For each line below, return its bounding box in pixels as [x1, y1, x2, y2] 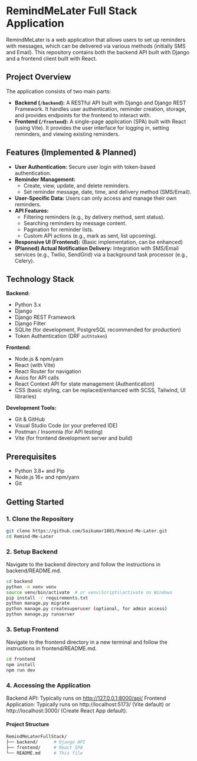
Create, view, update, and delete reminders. [23, 182, 130, 189]
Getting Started [6, 497, 64, 507]
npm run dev [6, 667, 35, 673]
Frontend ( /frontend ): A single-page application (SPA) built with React [14, 118, 186, 125]
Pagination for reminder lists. [23, 226, 94, 233]
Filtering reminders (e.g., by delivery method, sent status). [23, 213, 165, 220]
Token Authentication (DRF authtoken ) [14, 332, 107, 340]
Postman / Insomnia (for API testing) [14, 429, 103, 436]
